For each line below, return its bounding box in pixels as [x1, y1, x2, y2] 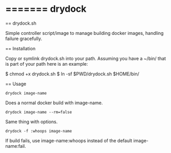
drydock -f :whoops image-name [5, 128, 72, 133]
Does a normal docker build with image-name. [5, 100, 103, 106]
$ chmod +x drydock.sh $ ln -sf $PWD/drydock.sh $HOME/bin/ [5, 70, 140, 77]
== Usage [5, 81, 27, 87]
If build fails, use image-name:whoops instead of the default [5, 137, 133, 144]
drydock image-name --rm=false [5, 109, 72, 114]
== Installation [5, 45, 36, 51]
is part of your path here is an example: [5, 61, 88, 67]
